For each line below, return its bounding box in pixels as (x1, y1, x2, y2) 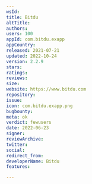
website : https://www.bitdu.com (6, 86, 86, 92)
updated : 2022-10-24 (6, 53, 58, 59)
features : (6, 164, 31, 170)
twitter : (6, 141, 28, 148)
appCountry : (6, 42, 36, 48)
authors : (6, 25, 28, 32)
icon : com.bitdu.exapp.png (6, 102, 73, 109)
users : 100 (6, 31, 33, 37)
